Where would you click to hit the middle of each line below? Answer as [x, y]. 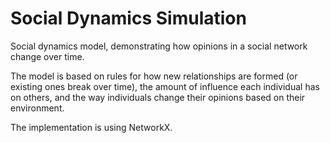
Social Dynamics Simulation [128, 18]
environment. [37, 108]
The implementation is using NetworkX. [91, 127]
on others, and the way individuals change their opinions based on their [158, 97]
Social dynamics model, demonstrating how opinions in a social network [159, 46]
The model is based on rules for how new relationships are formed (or [154, 76]
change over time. [47, 56]
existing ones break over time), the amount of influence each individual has [165, 86]
